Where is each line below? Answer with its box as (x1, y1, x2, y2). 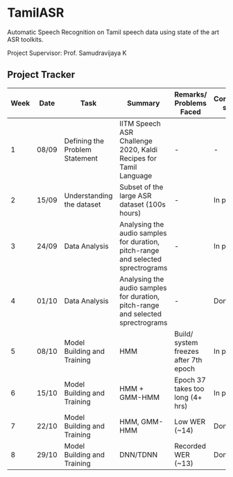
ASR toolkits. (7, 35, 44, 43)
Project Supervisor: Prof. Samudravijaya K (7, 49, 127, 57)
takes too (174, 384, 205, 394)
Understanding (64, 191, 113, 200)
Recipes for (119, 153, 157, 163)
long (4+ (174, 392, 202, 402)
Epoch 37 (174, 375, 207, 385)
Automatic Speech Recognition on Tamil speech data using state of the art (7, 28, 220, 36)
